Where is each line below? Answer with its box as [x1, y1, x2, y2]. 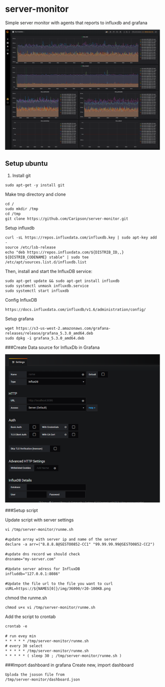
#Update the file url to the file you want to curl [5, 582, 113, 586]
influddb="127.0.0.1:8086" [5, 572, 60, 577]
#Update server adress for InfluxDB [5, 567, 80, 572]
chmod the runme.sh [5, 595, 48, 601]
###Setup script [5, 508, 38, 514]
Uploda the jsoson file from [5, 672, 65, 677]
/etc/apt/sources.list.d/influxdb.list [5, 260, 87, 265]
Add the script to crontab [5, 614, 56, 619]
